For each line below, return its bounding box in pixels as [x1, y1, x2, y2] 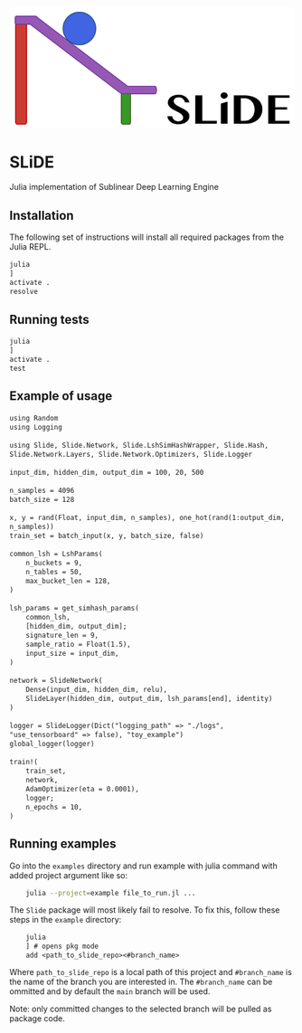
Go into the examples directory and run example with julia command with [9, 860, 278, 871]
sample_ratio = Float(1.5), [25, 640, 131, 649]
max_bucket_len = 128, [25, 576, 111, 585]
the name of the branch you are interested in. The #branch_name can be [9, 976, 273, 988]
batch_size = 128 [9, 495, 75, 504]
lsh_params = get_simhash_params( [9, 603, 140, 612]
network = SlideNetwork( [9, 676, 103, 685]
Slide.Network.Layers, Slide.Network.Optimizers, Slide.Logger [9, 450, 253, 459]
